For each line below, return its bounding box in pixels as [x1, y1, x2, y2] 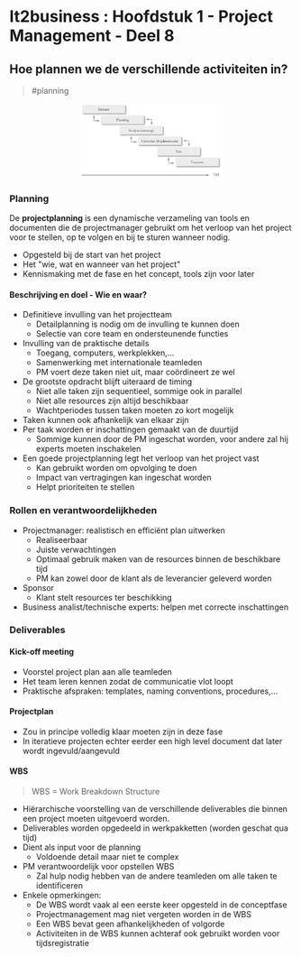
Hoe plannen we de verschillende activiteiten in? [9, 61, 288, 77]
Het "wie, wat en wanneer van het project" [22, 259, 181, 270]
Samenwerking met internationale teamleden [35, 357, 203, 368]
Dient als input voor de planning [22, 842, 141, 853]
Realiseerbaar [35, 534, 88, 545]
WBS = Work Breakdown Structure [31, 787, 160, 797]
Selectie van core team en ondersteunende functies [35, 328, 229, 339]
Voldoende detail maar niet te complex [35, 851, 179, 862]
